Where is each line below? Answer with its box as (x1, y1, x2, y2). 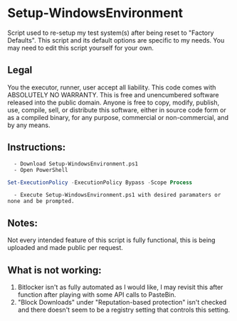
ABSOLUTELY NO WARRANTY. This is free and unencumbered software (7, 90, 219, 99)
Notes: (7, 217, 38, 229)
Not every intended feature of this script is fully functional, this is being (7, 236, 216, 244)
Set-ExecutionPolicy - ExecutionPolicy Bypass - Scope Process (7, 179, 193, 186)
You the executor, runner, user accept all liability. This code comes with (7, 83, 216, 92)
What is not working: (7, 264, 102, 276)
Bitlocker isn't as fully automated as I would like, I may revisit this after (17, 283, 223, 292)
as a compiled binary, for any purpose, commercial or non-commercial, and (7, 113, 229, 121)
